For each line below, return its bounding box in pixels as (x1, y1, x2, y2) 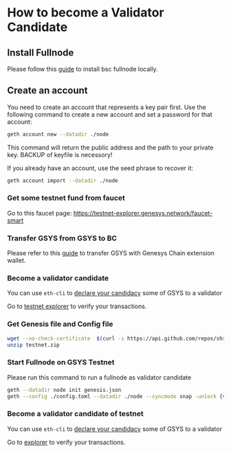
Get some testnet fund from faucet (7, 194, 126, 203)
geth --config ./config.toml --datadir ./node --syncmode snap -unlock (7, 393, 217, 399)
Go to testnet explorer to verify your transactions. (7, 302, 147, 310)
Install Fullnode (7, 47, 74, 58)
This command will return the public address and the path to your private (7, 143, 214, 152)
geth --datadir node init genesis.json (7, 386, 122, 393)
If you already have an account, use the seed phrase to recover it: (7, 163, 194, 172)
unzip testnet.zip (7, 341, 60, 348)
